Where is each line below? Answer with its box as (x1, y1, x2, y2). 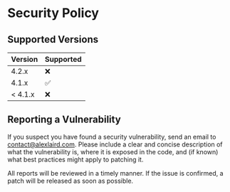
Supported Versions (7, 33, 98, 46)
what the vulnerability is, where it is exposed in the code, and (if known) (7, 147, 219, 156)
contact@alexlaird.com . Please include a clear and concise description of (7, 140, 223, 149)
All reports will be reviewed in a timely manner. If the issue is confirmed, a (7, 169, 224, 177)
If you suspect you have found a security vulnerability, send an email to (7, 132, 216, 141)
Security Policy (7, 5, 100, 21)
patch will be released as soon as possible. (7, 176, 134, 185)
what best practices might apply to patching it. (7, 155, 144, 164)
